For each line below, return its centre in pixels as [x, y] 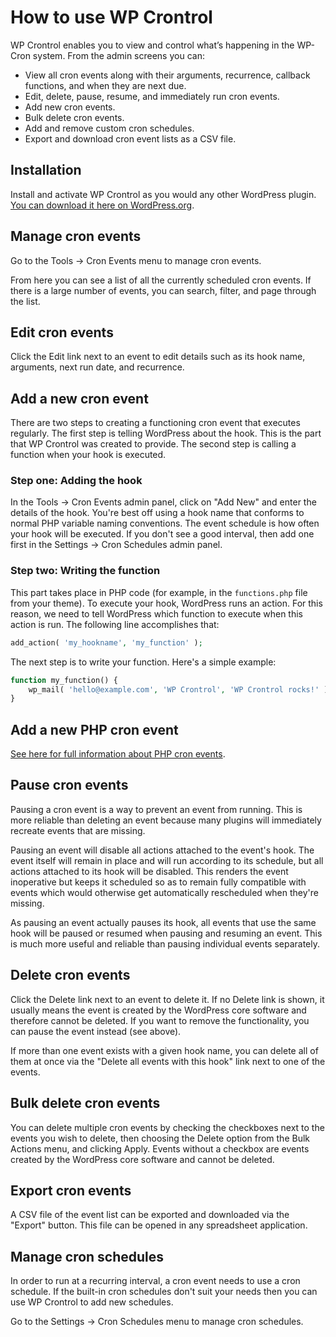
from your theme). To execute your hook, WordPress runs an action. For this [166, 603]
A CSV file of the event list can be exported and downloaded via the [150, 1215]
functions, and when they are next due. [105, 85]
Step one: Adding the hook [76, 481]
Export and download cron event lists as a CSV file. [130, 138]
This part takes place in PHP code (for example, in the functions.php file [159, 592]
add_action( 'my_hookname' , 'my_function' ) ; [106, 642]
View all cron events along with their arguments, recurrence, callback [167, 75]
